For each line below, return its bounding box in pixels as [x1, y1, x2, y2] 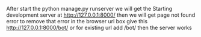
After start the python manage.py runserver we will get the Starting [6, 5, 173, 12]
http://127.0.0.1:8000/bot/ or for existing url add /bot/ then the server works [6, 24, 193, 31]
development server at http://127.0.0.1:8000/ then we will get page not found [6, 11, 196, 18]
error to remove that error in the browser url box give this [6, 18, 148, 24]
